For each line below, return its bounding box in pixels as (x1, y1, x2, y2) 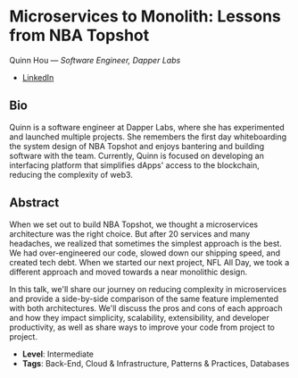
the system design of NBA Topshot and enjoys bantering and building (9, 140, 265, 151)
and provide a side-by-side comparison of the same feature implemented (9, 293, 279, 304)
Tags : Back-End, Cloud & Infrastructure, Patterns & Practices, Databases (21, 357, 290, 368)
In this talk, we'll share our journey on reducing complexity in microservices (9, 283, 287, 294)
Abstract (9, 195, 60, 211)
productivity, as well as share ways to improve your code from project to (9, 322, 275, 332)
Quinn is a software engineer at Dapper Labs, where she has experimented (9, 122, 286, 132)
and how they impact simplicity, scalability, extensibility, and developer (9, 312, 269, 323)
